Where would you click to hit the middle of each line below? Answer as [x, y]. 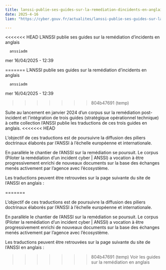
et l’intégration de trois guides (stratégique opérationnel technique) [91, 118]
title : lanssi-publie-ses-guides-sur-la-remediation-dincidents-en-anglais [85, 10]
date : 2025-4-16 [22, 14]
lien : [11, 19]
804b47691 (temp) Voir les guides [126, 257]
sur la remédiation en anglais [120, 262]
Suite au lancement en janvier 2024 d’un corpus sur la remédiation [73, 113]
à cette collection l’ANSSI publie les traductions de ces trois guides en [76, 123]
